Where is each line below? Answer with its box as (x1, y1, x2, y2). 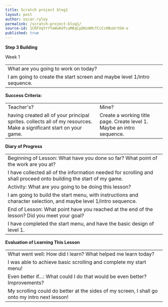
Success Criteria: (5, 92, 42, 98)
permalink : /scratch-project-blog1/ (5, 21, 81, 26)
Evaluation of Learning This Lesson (5, 239, 80, 245)
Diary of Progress (5, 143, 42, 149)
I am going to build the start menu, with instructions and (7, 191, 138, 198)
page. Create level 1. (99, 118, 148, 125)
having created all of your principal (7, 112, 89, 118)
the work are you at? (7, 161, 56, 167)
